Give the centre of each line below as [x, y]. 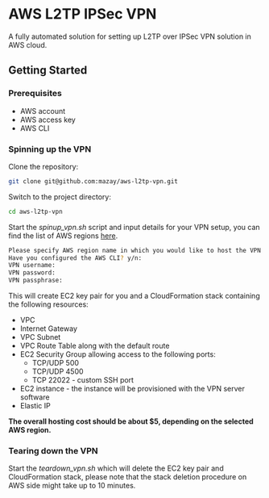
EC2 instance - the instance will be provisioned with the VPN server [132, 389]
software [35, 397]
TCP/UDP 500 [55, 363]
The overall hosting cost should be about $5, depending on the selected [131, 421]
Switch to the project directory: [60, 197]
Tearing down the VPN [53, 450]
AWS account [43, 111]
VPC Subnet [40, 337]
